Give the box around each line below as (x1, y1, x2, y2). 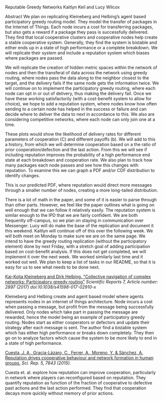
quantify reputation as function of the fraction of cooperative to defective (5, 380, 152, 385)
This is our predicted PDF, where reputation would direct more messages (5, 182, 152, 188)
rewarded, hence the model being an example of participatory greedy (5, 315, 145, 320)
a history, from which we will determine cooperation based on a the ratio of (5, 142, 156, 147)
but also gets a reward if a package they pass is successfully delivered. (5, 29, 149, 35)
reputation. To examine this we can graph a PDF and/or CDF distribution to (5, 168, 155, 173)
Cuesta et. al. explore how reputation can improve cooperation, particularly (5, 370, 156, 375)
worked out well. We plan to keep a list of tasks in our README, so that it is (5, 259, 156, 265)
